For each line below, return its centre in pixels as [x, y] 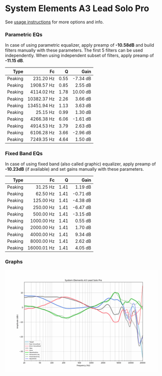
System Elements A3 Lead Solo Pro [77, 9]
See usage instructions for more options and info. [55, 22]
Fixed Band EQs [24, 153]
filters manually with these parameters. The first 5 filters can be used [74, 50]
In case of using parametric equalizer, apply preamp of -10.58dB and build [80, 45]
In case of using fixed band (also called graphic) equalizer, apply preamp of [81, 164]
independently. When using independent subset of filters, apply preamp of [80, 55]
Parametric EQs [24, 35]
